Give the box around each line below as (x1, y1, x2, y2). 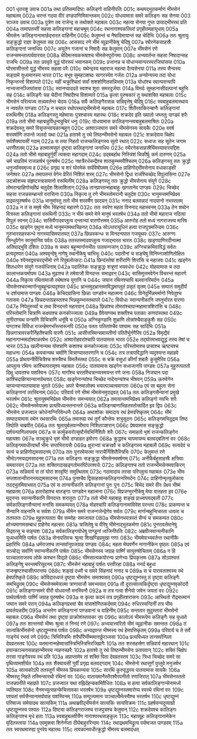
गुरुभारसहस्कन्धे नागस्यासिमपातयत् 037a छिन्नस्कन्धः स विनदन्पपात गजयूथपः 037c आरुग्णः (6, 230, 176, 237)
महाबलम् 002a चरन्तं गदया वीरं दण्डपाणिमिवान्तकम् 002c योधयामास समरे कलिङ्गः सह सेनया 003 (6, 12, 191, 19)
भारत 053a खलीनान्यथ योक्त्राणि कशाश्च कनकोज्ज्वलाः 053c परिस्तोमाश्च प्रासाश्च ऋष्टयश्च (6, 342, 179, 350)
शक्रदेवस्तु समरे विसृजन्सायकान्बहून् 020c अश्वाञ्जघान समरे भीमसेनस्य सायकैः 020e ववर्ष (6, 125, 174, 132)
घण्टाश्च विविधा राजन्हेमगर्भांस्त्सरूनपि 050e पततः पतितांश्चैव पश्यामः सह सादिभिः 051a (6, 323, 167, 330)
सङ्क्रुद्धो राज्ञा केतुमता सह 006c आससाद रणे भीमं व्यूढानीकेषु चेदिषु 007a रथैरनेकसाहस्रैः (6, 39, 172, 45)
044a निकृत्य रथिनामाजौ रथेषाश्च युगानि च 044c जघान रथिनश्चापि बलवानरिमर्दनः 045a (6, 277, 174, 283)
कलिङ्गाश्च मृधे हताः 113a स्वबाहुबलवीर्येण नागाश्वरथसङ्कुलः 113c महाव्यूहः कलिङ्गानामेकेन (6, 713, 176, 720)
